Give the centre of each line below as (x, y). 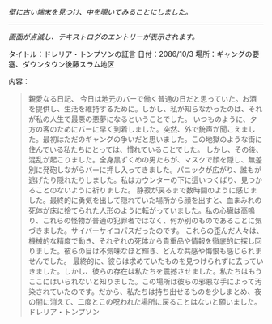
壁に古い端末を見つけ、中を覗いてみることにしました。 (100, 12)
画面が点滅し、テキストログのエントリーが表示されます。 (104, 37)
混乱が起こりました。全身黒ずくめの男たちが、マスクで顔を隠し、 (138, 160)
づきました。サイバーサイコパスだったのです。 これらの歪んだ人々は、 (146, 231)
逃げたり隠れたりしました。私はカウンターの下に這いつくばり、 (134, 180)
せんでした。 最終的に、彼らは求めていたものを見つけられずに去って (142, 261)
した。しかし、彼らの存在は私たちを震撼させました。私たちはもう (153, 271)
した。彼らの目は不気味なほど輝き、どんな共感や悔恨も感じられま (152, 251)
